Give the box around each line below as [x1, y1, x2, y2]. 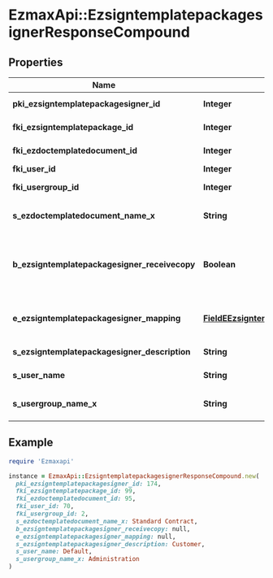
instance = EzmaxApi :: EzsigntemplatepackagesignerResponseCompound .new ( [8, 472, 260, 480]
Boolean [202, 259, 236, 270]
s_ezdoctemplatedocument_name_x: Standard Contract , [15, 517, 198, 525]
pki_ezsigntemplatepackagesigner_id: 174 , [15, 480, 162, 488]
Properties [8, 55, 63, 69]
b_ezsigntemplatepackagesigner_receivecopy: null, [15, 524, 191, 533]
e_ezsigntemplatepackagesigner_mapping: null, [15, 532, 176, 541]
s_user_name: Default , [15, 547, 93, 556]
